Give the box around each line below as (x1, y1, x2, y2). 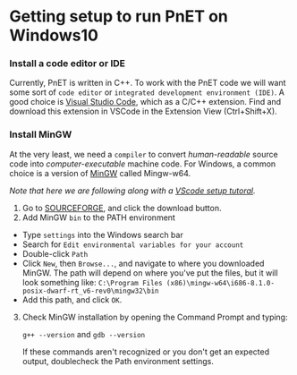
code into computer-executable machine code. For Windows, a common (9, 158, 276, 169)
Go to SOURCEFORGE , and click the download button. (21, 202, 222, 213)
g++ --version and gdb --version (21, 328, 146, 339)
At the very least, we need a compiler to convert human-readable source (9, 149, 279, 159)
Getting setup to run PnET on (9, 6, 228, 27)
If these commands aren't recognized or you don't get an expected (21, 346, 270, 357)
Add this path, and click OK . (21, 294, 123, 305)
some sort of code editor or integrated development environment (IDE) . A (9, 87, 284, 98)
